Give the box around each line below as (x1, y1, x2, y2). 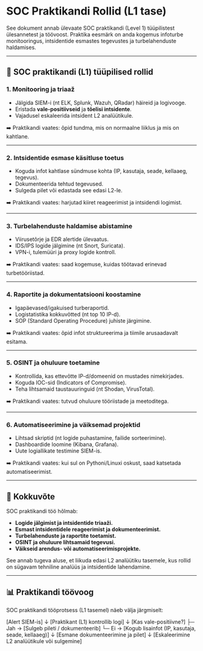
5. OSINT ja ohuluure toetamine (6, 359, 100, 367)
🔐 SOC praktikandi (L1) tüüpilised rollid (6, 67, 153, 77)
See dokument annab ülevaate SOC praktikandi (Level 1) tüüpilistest (6, 24, 175, 32)
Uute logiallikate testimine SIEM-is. (14, 447, 101, 454)
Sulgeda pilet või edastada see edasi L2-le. (14, 186, 123, 194)
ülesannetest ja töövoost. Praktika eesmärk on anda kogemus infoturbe (6, 30, 184, 38)
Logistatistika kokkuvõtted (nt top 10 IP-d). (14, 311, 121, 318)
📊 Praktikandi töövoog (6, 587, 94, 598)
